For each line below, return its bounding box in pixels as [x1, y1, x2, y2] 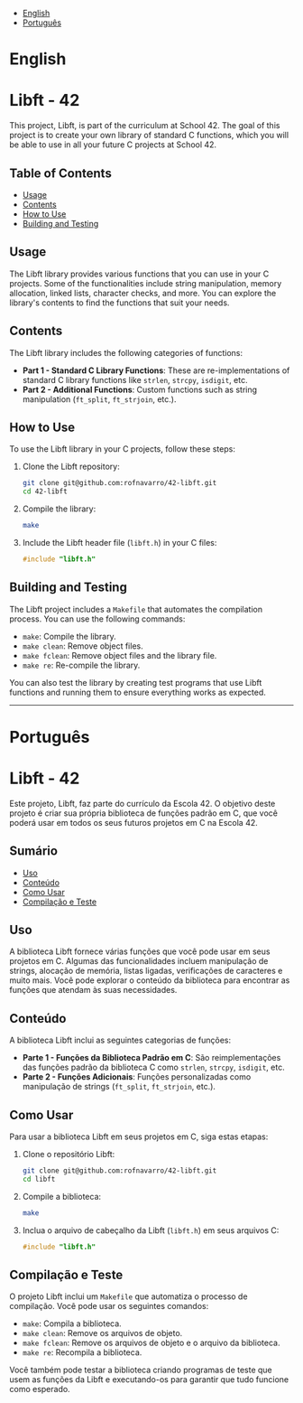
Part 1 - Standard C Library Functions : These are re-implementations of [22, 365, 290, 376]
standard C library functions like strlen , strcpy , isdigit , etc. [22, 374, 248, 385]
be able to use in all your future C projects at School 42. [9, 139, 217, 150]
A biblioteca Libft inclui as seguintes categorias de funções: [9, 1034, 232, 1046]
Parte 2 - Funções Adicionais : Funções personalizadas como [22, 1071, 252, 1082]
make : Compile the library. [22, 631, 116, 641]
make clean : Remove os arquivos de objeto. [22, 1328, 183, 1339]
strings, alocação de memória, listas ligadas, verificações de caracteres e [9, 966, 283, 977]
